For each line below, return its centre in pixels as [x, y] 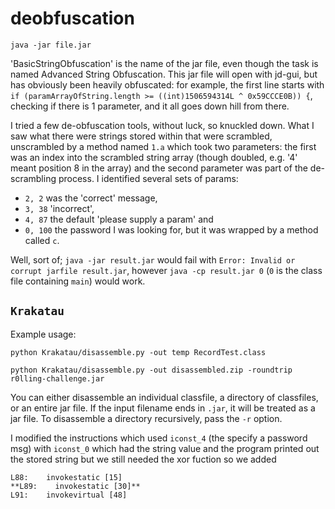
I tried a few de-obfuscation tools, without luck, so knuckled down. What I [162, 125]
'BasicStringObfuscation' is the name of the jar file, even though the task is [164, 63]
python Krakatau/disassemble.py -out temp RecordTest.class [138, 352]
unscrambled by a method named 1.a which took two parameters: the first [163, 146]
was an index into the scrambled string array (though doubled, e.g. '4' [154, 157]
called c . [42, 240]
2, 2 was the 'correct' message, [91, 198]
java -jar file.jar [51, 45]
